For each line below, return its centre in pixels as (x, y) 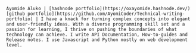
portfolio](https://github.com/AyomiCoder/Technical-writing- (106, 14)
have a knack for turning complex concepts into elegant (118, 19)
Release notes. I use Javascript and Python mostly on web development (97, 40)
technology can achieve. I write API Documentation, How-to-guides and (97, 35)
